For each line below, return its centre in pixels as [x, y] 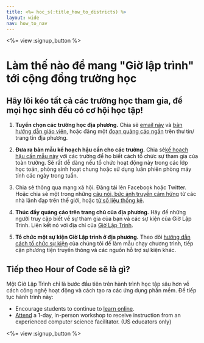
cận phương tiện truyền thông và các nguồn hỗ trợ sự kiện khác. [96, 250]
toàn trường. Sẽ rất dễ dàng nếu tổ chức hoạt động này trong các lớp [101, 163]
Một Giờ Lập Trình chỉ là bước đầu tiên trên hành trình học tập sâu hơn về [98, 284]
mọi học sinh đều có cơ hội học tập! [75, 110]
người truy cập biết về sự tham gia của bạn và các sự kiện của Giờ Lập [103, 219]
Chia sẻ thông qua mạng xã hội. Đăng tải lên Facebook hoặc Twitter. [101, 187]
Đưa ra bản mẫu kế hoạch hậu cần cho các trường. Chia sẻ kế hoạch [102, 150]
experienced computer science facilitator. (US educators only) [93, 322]
